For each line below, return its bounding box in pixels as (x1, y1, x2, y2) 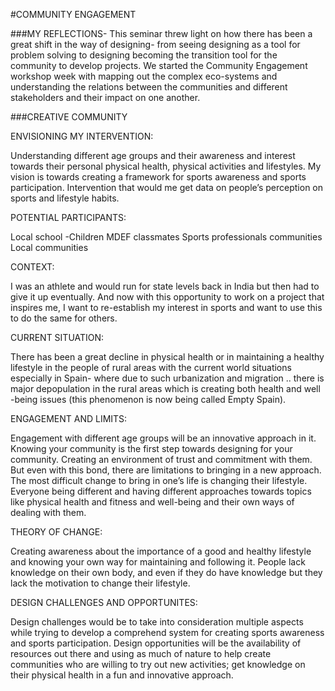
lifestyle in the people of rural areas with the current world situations (10, 362, 292, 373)
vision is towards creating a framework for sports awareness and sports (10, 171, 307, 183)
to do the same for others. (10, 312, 118, 324)
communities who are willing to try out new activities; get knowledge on (10, 659, 306, 670)
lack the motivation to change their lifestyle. (10, 577, 191, 589)
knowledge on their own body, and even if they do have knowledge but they (10, 567, 323, 578)
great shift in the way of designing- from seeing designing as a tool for (10, 39, 301, 50)
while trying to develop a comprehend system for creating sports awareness (10, 627, 325, 638)
